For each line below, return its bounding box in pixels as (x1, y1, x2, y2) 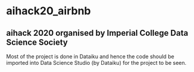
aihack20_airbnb (6, 4, 91, 18)
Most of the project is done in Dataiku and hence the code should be (6, 53, 174, 60)
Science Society (6, 37, 68, 47)
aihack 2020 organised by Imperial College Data (6, 28, 189, 38)
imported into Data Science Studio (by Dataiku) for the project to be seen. (6, 60, 187, 66)
